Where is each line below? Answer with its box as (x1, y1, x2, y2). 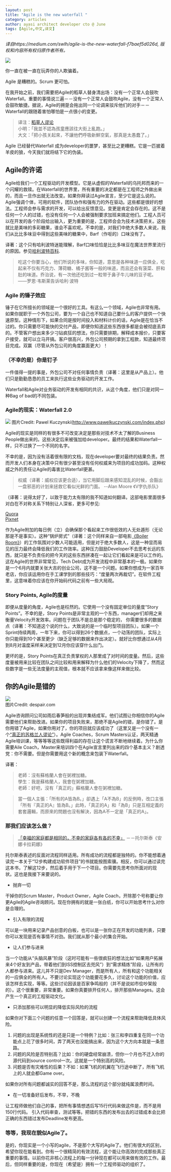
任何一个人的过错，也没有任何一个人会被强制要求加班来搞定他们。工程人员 (5, 212, 161, 218)
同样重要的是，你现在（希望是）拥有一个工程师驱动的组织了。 (18, 1161, 148, 1167)
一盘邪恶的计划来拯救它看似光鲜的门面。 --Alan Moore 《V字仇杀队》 (17, 483, 161, 489)
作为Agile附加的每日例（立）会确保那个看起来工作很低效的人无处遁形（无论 (5, 526, 163, 532)
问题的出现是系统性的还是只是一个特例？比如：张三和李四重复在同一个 (12, 1032, 160, 1038)
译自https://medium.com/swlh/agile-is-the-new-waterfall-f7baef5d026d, (5, 41, 159, 47)
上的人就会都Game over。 (12, 1070, 67, 1076)
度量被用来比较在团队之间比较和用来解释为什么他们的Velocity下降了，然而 (5, 660, 161, 666)
